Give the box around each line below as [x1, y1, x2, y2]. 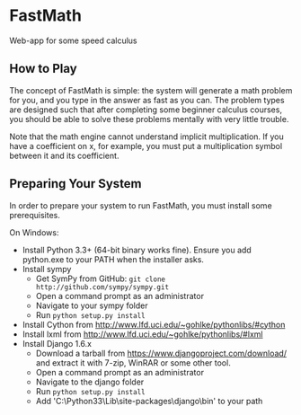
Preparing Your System [9, 176, 142, 191]
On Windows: [9, 226, 59, 238]
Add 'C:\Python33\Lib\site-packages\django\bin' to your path [35, 395, 263, 406]
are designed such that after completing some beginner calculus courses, [9, 104, 283, 115]
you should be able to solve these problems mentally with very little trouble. [9, 113, 289, 124]
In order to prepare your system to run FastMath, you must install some [9, 199, 272, 211]
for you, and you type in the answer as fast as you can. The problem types [9, 94, 285, 105]
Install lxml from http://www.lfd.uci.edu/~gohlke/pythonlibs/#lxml [22, 329, 263, 340]
